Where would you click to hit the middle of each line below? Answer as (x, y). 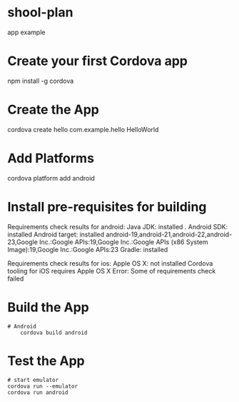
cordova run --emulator (43, 386)
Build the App (48, 307)
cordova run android (38, 392)
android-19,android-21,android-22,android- (169, 234)
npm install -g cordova (41, 81)
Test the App (46, 361)
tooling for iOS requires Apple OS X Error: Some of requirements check (112, 271)
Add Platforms (51, 159)
